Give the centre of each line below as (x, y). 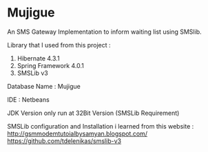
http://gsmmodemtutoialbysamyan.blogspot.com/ (77, 133)
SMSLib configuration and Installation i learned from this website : (101, 126)
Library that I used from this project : (59, 45)
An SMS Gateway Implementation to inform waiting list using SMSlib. (104, 32)
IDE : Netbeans (28, 99)
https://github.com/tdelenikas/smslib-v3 (64, 141)
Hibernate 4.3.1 (38, 58)
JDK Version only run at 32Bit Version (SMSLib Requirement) (93, 113)
